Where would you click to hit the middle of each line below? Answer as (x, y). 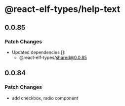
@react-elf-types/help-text (62, 9)
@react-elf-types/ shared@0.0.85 (53, 57)
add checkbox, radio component (45, 98)
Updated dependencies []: (39, 52)
